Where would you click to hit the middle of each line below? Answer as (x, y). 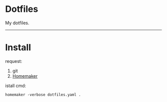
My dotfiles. (17, 23)
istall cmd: (16, 86)
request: (14, 61)
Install (18, 48)
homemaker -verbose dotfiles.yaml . (43, 95)
